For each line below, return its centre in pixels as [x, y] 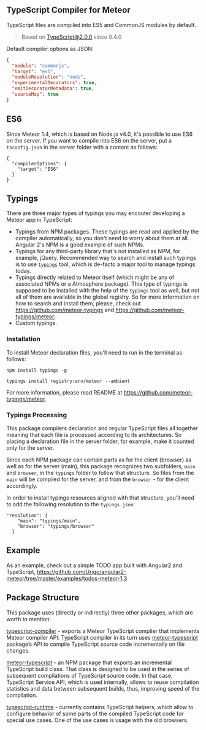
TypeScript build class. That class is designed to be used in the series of [98, 669]
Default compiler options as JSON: [50, 49]
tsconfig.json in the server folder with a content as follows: [82, 147]
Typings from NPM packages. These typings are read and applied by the [107, 232]
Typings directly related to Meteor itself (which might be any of [95, 277]
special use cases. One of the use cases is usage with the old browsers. [97, 720]
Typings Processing [37, 415]
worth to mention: [29, 619]
